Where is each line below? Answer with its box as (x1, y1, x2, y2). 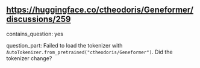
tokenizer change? (6, 54, 52, 62)
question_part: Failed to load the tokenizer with (6, 42, 123, 49)
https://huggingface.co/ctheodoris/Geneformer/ (6, 5, 194, 15)
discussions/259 (6, 14, 71, 25)
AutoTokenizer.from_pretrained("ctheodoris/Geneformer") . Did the (6, 48, 173, 55)
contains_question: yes (6, 30, 63, 37)
